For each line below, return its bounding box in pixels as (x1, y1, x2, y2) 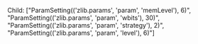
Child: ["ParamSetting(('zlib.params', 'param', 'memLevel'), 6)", (7, 6, 192, 14)
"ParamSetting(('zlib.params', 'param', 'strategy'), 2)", (7, 21, 165, 29)
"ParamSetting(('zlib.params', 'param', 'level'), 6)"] (7, 28, 155, 37)
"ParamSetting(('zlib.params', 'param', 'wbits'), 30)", (7, 13, 160, 22)
